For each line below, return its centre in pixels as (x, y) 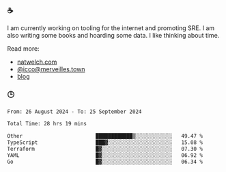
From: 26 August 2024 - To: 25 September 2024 (74, 112)
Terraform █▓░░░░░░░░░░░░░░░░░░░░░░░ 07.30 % (105, 149)
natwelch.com (37, 62)
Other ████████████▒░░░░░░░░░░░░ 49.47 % (105, 136)
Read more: (23, 49)
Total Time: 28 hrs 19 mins (47, 124)
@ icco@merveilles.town (51, 69)
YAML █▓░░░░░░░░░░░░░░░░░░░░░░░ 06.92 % (105, 155)
